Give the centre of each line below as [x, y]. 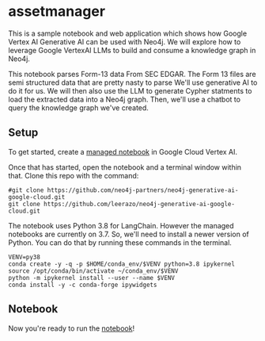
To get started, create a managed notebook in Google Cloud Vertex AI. [123, 151]
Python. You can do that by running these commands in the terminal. [120, 242]
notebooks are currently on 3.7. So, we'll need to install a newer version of [129, 234]
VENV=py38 [25, 257]
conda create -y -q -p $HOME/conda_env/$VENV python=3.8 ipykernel [122, 264]
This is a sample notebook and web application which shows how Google [128, 33]
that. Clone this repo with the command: [74, 175]
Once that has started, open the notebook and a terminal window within [125, 167]
